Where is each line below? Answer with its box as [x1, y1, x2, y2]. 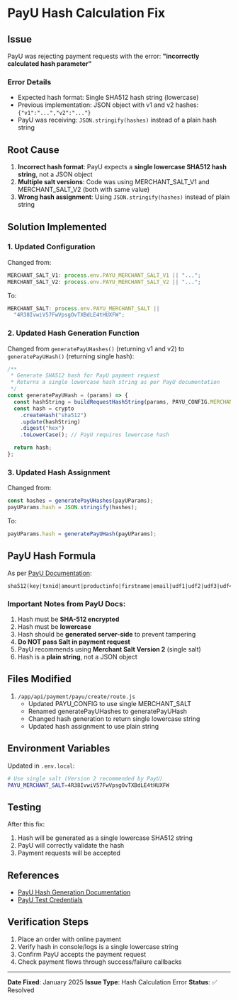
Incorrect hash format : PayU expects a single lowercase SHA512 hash [17, 163, 227, 171]
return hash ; [13, 444, 52, 451]
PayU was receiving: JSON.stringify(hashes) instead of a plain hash [17, 115, 217, 125]
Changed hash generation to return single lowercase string [28, 714, 200, 723]
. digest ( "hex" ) [20, 425, 65, 432]
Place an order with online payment [17, 935, 122, 943]
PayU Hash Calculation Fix [7, 5, 166, 21]
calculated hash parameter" [7, 59, 92, 68]
